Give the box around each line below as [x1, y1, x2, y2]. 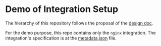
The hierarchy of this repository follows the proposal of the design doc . [5, 20, 153, 26]
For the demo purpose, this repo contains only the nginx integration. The [5, 29, 156, 35]
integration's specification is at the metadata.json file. [5, 35, 117, 41]
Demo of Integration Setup [5, 3, 119, 15]
